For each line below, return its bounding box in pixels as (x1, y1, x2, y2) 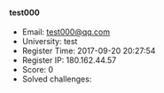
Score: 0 (21, 65, 54, 75)
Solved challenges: (21, 74, 92, 84)
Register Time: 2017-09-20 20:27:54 (21, 45, 156, 57)
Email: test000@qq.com (21, 27, 111, 37)
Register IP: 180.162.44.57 (21, 55, 117, 66)
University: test (21, 36, 78, 47)
